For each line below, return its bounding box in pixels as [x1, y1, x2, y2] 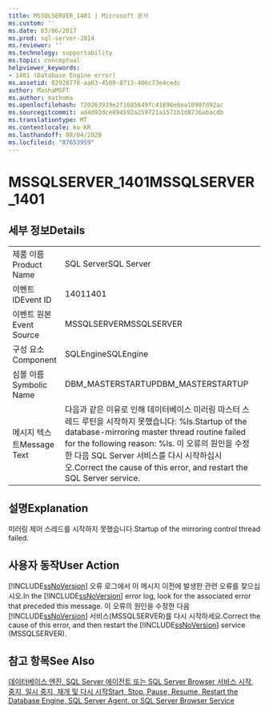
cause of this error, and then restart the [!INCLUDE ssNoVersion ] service [8, 620, 246, 630]
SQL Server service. [65, 472, 140, 483]
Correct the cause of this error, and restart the [74, 461, 248, 473]
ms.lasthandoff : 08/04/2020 [8, 131, 102, 139]
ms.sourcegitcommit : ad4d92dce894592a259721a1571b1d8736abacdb [8, 109, 224, 117]
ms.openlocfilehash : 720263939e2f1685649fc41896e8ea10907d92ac [8, 101, 224, 109]
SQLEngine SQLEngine [65, 348, 149, 359]
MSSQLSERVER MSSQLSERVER [65, 318, 183, 329]
